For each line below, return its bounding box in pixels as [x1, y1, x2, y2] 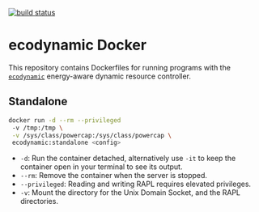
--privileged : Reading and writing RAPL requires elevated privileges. [19, 179, 252, 189]
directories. [19, 197, 59, 206]
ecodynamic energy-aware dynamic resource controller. [8, 71, 192, 81]
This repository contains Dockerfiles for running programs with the [8, 62, 231, 72]
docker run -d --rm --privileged [8, 116, 121, 125]
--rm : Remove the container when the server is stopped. [19, 171, 208, 180]
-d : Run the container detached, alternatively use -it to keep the [19, 154, 236, 163]
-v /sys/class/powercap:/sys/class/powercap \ [11, 131, 172, 139]
